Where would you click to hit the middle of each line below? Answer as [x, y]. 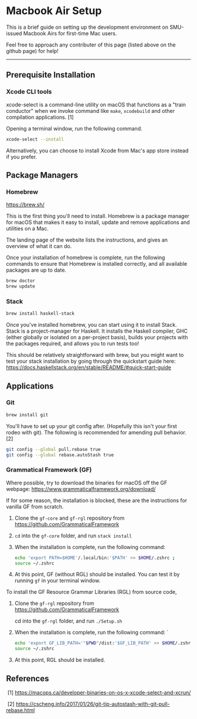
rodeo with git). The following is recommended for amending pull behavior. [96, 432]
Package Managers [42, 175]
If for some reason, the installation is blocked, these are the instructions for [97, 500]
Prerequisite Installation [51, 75]
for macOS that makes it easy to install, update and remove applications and [98, 222]
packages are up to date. [36, 270]
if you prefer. [21, 156]
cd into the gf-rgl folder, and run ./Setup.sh [68, 621]
